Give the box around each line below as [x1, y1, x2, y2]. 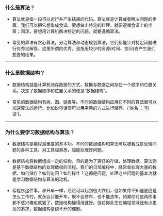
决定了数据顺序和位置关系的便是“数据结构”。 [20, 87, 110, 93]
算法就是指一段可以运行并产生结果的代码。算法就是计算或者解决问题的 [12, 16, 153, 22]
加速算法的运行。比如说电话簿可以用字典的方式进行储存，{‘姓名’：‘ [12, 105, 145, 111]
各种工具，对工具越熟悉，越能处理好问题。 [20, 147, 106, 152]
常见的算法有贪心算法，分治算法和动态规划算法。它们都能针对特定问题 [12, 40, 153, 46]
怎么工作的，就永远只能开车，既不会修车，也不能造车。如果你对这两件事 [12, 193, 157, 199]
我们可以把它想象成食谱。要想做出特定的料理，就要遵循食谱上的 [20, 22, 148, 28]
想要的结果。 [12, 52, 38, 58]
